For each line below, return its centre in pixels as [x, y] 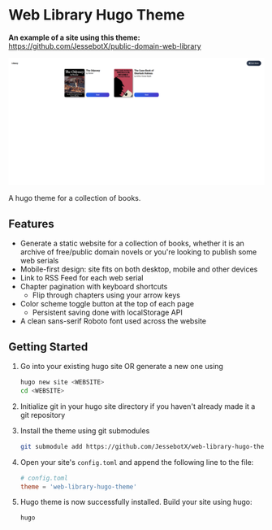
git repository [43, 415]
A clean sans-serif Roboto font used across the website [113, 321]
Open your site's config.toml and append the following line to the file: [137, 462]
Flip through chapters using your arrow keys [106, 295]
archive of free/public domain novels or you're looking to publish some [138, 252]
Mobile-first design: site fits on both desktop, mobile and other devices [139, 269]
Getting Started [48, 347]
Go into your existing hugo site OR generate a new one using [121, 367]
